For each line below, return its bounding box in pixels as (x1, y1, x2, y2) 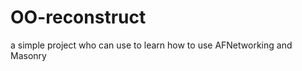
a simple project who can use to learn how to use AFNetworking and (10, 39, 293, 51)
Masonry (10, 49, 47, 61)
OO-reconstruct (10, 6, 147, 29)
